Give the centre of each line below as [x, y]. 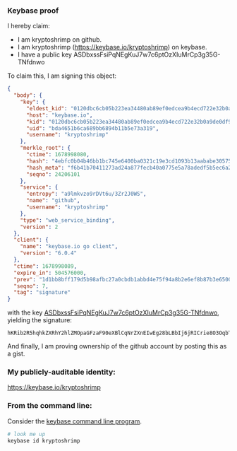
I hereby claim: [29, 26]
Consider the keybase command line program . [75, 421]
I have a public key [45, 54]
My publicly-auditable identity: [62, 372]
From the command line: [50, 406]
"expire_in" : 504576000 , [50, 273]
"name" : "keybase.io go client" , [69, 247]
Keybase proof [33, 11]
